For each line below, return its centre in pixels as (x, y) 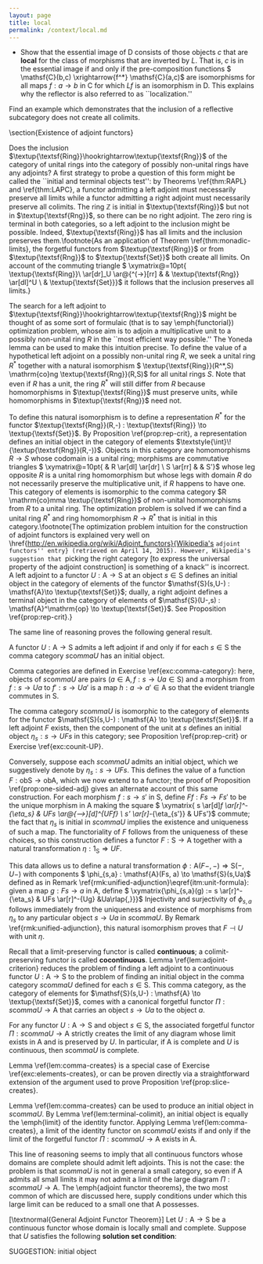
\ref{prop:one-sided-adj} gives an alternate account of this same (113, 788)
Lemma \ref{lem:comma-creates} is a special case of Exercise (110, 1065)
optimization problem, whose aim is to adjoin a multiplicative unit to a (120, 331)
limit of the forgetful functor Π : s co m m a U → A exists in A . (103, 1138)
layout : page (30, 15)
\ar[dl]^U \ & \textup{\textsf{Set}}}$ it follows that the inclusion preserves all (131, 283)
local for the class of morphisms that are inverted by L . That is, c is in (132, 60)
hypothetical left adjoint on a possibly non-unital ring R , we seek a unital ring (132, 356)
